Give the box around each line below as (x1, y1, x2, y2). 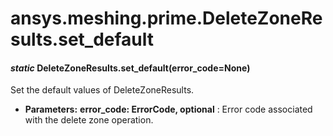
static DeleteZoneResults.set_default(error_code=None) (10, 62, 251, 74)
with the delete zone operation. (24, 114, 154, 126)
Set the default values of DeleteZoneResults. (10, 84, 195, 96)
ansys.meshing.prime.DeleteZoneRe (10, 7, 323, 30)
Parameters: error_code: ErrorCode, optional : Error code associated (24, 103, 313, 116)
